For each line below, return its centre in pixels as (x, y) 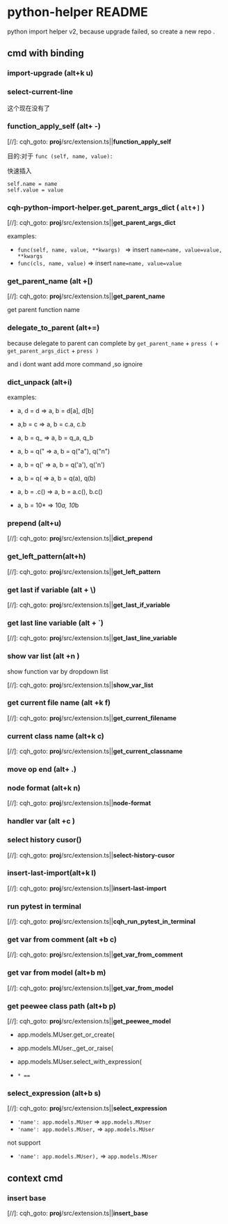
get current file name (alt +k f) (59, 703)
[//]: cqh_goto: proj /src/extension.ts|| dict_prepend (80, 539)
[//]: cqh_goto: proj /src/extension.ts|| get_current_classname (95, 751)
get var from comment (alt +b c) (62, 940)
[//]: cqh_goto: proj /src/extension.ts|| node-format (79, 803)
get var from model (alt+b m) (57, 973)
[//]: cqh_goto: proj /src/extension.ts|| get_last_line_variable (92, 638)
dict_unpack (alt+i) (40, 382)
